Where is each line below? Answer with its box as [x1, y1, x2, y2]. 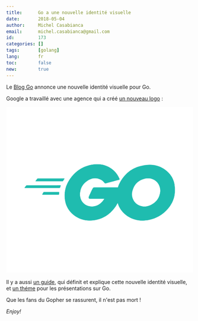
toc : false [6, 60, 52, 66]
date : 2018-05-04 [6, 15, 65, 22]
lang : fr [6, 54, 44, 60]
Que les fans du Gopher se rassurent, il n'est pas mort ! [6, 296, 141, 303]
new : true [6, 66, 49, 72]
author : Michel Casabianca [6, 22, 84, 28]
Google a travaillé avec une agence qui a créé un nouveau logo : [6, 95, 163, 102]
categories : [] [6, 41, 44, 47]
